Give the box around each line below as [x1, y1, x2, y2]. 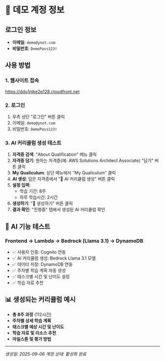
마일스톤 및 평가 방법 [12, 336, 52, 342]
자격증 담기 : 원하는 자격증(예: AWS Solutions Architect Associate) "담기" [12, 158, 154, 164]
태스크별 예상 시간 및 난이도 [12, 324, 64, 330]
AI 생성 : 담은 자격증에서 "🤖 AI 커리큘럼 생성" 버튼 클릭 [12, 176, 115, 182]
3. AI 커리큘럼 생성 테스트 [5, 139, 61, 146]
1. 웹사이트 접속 [5, 77, 39, 84]
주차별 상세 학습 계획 [12, 317, 52, 323]
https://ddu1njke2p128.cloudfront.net [5, 89, 80, 95]
